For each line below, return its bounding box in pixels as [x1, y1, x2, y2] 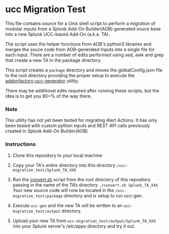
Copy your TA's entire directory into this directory [12, 162, 116, 168]
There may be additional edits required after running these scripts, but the [5, 87, 159, 93]
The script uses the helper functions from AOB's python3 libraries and [5, 41, 152, 47]
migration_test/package [12, 193, 63, 198]
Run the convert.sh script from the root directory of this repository [12, 176, 151, 182]
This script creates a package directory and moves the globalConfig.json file [5, 67, 163, 73]
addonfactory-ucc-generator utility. [5, 78, 79, 84]
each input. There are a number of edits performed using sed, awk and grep [5, 52, 164, 58]
